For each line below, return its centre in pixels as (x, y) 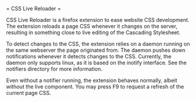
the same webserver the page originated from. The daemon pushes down (96, 50)
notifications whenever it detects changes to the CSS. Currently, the (89, 56)
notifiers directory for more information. (54, 69)
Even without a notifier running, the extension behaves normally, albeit (92, 80)
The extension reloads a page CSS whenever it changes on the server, (92, 26)
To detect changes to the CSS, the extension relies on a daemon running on (98, 44)
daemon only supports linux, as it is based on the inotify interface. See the (97, 62)
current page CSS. (29, 93)
